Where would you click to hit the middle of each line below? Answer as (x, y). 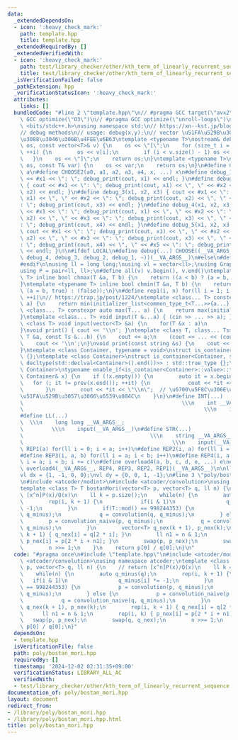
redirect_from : (30, 706)
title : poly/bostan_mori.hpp (50, 726)
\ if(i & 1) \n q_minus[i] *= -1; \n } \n (117, 581)
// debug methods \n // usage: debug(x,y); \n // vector (100, 133)
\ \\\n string (107, 436)
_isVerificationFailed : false (58, 80)
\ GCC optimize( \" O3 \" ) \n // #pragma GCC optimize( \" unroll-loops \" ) (123, 119)
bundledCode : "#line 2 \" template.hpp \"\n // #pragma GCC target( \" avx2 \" (125, 113)
